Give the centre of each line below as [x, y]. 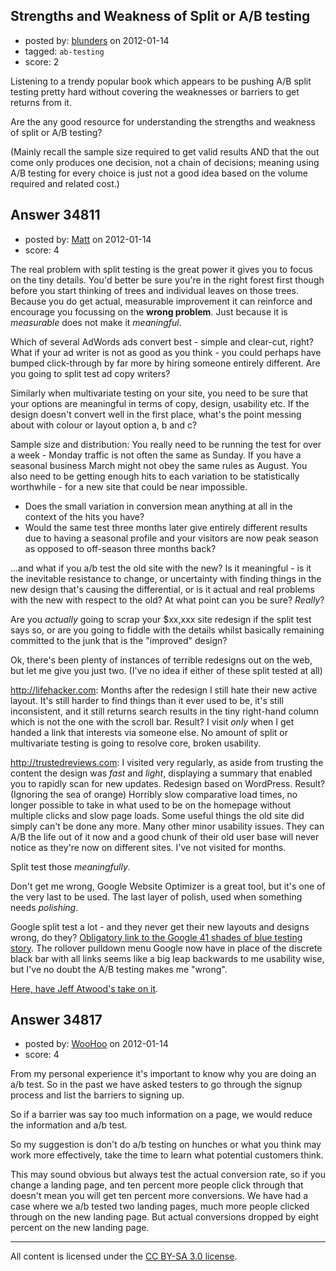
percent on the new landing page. [80, 1228]
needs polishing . [44, 907]
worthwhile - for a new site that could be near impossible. [129, 486]
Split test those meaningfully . [70, 866]
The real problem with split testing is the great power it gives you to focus [161, 269]
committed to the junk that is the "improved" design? [119, 640]
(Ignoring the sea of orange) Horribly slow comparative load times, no [154, 794]
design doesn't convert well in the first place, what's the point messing [156, 414]
